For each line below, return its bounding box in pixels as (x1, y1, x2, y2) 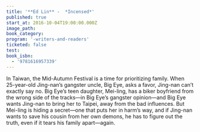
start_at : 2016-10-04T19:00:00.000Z (6, 20, 97, 26)
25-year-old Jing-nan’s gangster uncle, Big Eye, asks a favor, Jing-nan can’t (6, 81, 194, 88)
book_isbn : (6, 53, 33, 59)
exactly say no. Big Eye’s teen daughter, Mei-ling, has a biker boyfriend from (6, 87, 194, 95)
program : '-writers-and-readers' (6, 36, 90, 42)
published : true (6, 14, 47, 20)
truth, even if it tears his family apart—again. (6, 119, 115, 126)
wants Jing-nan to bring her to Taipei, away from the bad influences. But (6, 100, 185, 107)
